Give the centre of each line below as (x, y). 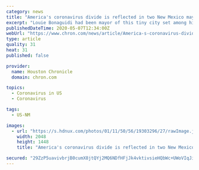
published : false (28, 55)
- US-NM (21, 115)
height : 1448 (33, 142)
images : (16, 125)
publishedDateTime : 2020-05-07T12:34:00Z (58, 28)
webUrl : (16, 34)
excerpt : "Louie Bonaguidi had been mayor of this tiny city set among (96, 22)
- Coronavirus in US (37, 93)
